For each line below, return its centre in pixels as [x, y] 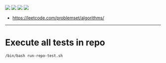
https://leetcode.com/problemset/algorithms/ [58, 18]
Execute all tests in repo [55, 43]
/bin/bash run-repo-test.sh [34, 56]
